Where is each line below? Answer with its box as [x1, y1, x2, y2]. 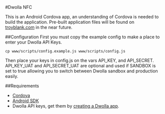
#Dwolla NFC [5, 4, 32, 10]
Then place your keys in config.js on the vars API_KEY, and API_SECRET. [5, 57, 154, 63]
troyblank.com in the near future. [5, 24, 73, 30]
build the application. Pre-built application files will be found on [5, 19, 135, 25]
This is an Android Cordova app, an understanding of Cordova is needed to [5, 14, 159, 19]
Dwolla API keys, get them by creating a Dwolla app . [12, 103, 119, 109]
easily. [5, 73, 18, 79]
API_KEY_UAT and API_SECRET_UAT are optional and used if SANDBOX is [5, 63, 156, 68]
